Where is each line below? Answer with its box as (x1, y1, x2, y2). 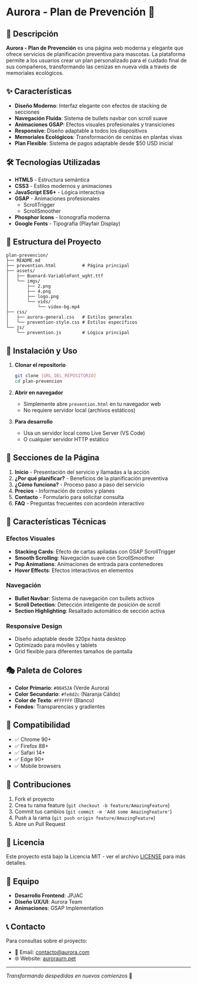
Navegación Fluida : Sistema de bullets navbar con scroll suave (14, 114, 168, 121)
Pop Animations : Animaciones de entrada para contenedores (14, 560, 164, 567)
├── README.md (6, 257, 41, 264)
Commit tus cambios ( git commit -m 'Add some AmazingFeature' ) (14, 808, 172, 815)
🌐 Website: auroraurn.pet (14, 954, 76, 962)
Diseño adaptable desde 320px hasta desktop (14, 636, 126, 643)
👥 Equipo (6, 876, 39, 886)
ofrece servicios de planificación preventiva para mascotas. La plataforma (6, 51, 186, 58)
